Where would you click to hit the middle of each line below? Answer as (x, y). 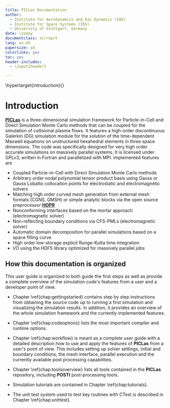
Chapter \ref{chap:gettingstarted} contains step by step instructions (84, 296)
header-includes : (24, 62)
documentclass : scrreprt (31, 39)
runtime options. (30, 328)
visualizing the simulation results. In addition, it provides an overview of (87, 308)
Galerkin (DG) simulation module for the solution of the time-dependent (80, 136)
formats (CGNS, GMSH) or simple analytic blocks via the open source (85, 200)
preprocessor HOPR (33, 205)
